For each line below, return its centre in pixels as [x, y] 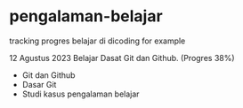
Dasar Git [39, 84]
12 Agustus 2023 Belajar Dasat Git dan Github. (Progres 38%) [122, 58]
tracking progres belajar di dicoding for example [97, 41]
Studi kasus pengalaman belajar [81, 94]
